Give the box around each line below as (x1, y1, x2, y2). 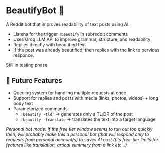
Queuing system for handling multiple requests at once (13, 90, 127, 96)
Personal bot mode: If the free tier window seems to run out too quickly (6, 126, 153, 132)
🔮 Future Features (6, 76, 62, 85)
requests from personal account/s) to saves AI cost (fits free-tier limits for (6, 136, 159, 142)
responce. (13, 52, 34, 58)
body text (13, 100, 33, 106)
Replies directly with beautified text (13, 41, 86, 47)
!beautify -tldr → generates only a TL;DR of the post (20, 111, 133, 117)
